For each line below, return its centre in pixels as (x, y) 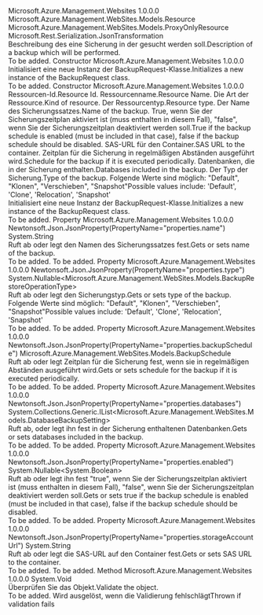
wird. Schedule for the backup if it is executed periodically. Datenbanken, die (131, 161)
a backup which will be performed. (64, 52)
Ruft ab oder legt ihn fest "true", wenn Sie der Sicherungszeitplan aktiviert (128, 479)
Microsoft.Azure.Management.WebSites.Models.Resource (102, 19)
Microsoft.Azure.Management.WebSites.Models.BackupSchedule (125, 353)
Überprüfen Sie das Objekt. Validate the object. (83, 587)
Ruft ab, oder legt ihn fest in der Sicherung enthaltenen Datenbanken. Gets (128, 429)
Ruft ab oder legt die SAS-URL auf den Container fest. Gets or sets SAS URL (130, 554)
